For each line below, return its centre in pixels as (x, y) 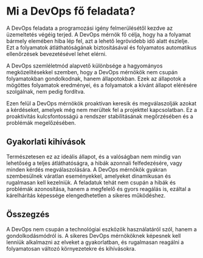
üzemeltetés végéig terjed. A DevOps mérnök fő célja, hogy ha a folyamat (99, 34)
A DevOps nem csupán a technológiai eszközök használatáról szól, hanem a (102, 229)
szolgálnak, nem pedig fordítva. (46, 91)
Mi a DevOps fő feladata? (71, 11)
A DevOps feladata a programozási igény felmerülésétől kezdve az (90, 28)
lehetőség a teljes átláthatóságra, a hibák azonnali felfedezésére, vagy (94, 163)
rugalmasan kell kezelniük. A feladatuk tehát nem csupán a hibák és (91, 182)
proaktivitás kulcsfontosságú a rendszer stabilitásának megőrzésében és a (100, 116)
